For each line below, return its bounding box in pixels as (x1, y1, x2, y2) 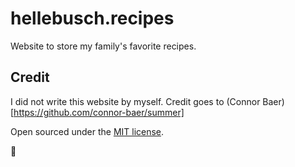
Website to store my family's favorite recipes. (10, 40, 197, 52)
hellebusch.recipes (10, 7, 175, 30)
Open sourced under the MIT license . (10, 125, 165, 137)
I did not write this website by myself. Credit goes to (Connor (10, 95, 261, 107)
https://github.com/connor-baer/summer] (13, 106, 185, 118)
